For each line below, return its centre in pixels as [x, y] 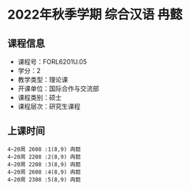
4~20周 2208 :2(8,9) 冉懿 [44, 157]
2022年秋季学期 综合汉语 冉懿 [95, 15]
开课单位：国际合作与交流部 [58, 89]
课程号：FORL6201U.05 [52, 62]
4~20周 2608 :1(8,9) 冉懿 [44, 149]
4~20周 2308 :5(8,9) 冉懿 [44, 179]
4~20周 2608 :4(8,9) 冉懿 [44, 172]
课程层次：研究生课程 [49, 106]
